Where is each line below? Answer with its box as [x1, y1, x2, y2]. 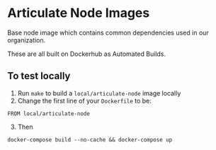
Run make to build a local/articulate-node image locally [17, 88, 181, 97]
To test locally [7, 70, 71, 82]
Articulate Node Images [7, 5, 150, 21]
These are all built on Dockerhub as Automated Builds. [7, 50, 166, 58]
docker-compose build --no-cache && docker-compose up [7, 136, 173, 143]
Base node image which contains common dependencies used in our [7, 28, 209, 37]
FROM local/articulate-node [7, 110, 91, 117]
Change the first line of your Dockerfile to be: [17, 96, 152, 105]
